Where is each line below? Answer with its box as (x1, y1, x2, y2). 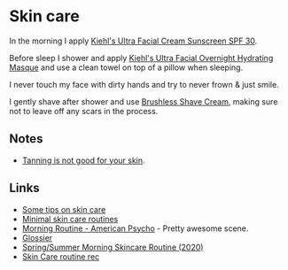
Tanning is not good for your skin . (21, 155, 145, 166)
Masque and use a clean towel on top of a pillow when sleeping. (9, 62, 244, 73)
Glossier (21, 232, 53, 243)
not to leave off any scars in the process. (9, 105, 159, 116)
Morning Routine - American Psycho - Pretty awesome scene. (21, 223, 249, 234)
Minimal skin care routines (21, 213, 119, 224)
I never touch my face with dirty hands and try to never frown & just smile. (9, 79, 279, 89)
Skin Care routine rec (21, 251, 100, 262)
